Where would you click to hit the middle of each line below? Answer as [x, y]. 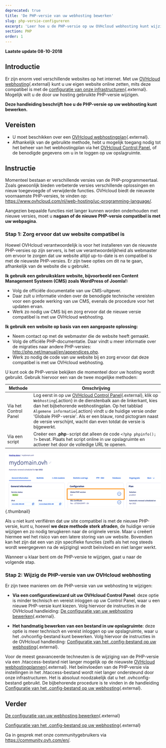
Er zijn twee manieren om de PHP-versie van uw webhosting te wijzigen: [79, 586]
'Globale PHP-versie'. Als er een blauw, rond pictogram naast [96, 417]
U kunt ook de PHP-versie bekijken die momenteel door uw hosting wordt [80, 372]
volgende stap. [20, 562]
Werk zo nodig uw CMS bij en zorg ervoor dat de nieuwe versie [77, 312]
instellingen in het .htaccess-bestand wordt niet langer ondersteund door [80, 672]
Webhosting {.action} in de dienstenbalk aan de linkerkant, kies [95, 401]
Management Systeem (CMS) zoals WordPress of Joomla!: [67, 281]
